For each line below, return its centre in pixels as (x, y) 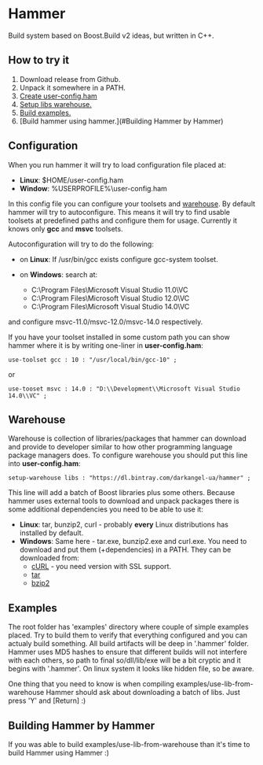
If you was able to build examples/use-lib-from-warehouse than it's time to (129, 744)
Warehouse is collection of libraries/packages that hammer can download (128, 438)
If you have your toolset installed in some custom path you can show (119, 337)
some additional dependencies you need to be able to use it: (106, 509)
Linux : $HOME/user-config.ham (71, 180)
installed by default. (51, 533)
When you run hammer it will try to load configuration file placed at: (117, 164)
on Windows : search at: (58, 274)
